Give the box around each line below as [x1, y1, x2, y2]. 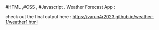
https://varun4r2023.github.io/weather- [72, 14, 154, 19]
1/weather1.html [5, 19, 38, 25]
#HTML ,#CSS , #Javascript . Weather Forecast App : [5, 4, 115, 10]
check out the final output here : [5, 14, 72, 19]
